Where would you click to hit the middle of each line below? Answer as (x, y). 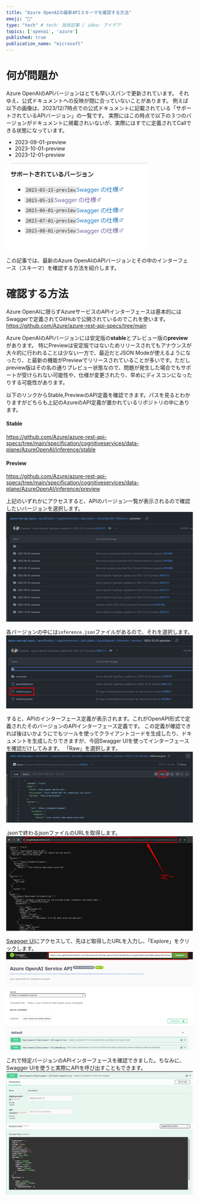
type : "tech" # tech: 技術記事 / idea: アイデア (64, 25)
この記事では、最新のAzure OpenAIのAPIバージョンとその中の (82, 260)
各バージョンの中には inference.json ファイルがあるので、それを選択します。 (100, 632)
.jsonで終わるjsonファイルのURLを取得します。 (63, 833)
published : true (26, 38)
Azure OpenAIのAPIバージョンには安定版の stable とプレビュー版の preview (97, 337)
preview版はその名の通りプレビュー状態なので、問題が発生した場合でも (94, 367)
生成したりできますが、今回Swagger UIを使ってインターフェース (110, 741)
